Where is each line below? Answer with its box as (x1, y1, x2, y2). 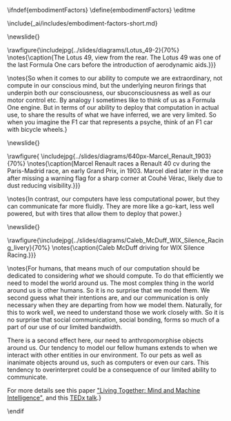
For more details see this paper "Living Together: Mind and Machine (7, 386, 201, 394)
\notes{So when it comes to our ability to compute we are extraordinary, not (7, 74, 223, 82)
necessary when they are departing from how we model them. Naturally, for (7, 301, 223, 309)
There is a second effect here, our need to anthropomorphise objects (7, 336, 204, 344)
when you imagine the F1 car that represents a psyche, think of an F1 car (7, 118, 213, 126)
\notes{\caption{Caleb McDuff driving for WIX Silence (51, 244, 205, 251)
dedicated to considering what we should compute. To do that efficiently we (7, 272, 224, 280)
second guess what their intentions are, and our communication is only (7, 293, 209, 302)
